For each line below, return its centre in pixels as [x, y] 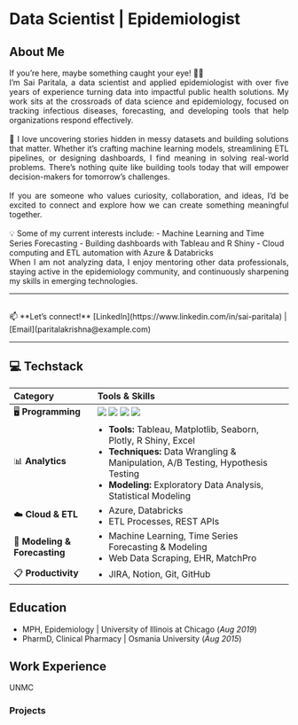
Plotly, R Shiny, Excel [152, 440]
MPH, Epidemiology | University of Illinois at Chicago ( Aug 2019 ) [139, 629]
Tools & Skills [126, 396]
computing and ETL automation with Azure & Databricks [112, 252]
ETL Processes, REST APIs [164, 521]
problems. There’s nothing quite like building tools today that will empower [149, 167]
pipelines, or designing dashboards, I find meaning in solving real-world [149, 158]
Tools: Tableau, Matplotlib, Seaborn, [184, 429]
